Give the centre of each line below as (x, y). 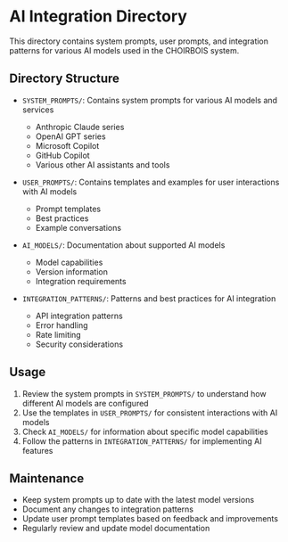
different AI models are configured (85, 403)
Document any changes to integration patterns (108, 509)
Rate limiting (58, 334)
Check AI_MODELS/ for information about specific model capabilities (145, 431)
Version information (72, 271)
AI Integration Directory (98, 16)
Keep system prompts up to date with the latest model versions (138, 500)
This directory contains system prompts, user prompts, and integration (139, 41)
